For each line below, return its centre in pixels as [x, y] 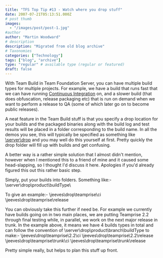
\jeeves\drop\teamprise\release [37, 200]
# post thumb [19, 19]
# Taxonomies [19, 51]
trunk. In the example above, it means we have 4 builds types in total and [80, 225]
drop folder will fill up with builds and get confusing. [58, 145]
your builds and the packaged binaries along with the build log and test [77, 124]
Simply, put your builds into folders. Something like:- [59, 180]
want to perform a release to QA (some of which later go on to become [77, 104]
